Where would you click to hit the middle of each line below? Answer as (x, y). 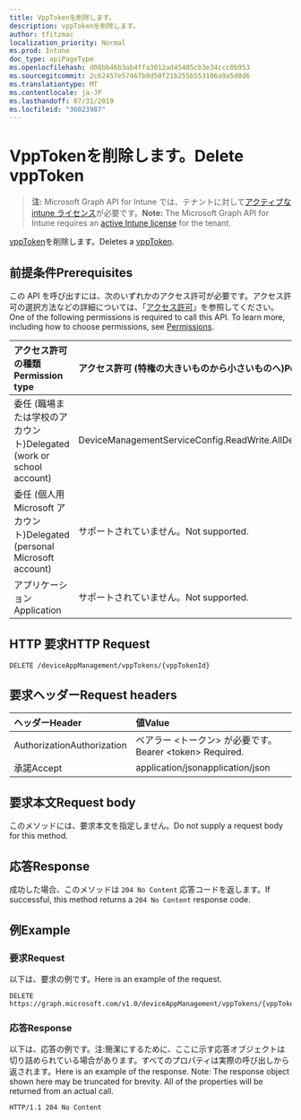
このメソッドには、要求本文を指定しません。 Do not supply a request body (146, 826)
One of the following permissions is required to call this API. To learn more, (147, 317)
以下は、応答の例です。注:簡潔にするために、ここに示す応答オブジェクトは (147, 1049)
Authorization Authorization (70, 745)
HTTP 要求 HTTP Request (80, 645)
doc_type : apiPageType (52, 59)
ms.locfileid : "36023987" (57, 109)
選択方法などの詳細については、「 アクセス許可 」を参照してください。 (152, 307)
